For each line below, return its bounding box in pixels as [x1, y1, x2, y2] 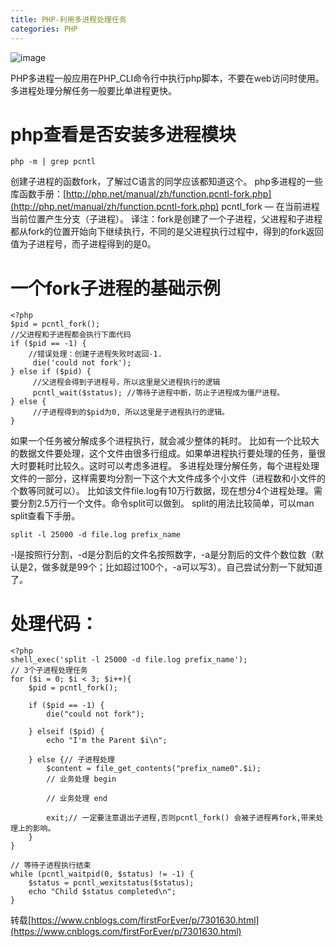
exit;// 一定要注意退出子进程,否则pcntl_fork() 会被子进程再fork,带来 [46, 813, 317, 823]
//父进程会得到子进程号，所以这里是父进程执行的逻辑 [32, 377, 221, 388]
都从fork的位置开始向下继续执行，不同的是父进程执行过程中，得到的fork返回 [10, 226, 324, 238]
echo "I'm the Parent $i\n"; [46, 736, 168, 746]
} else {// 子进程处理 [28, 755, 115, 765]
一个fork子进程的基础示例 [10, 277, 221, 300]
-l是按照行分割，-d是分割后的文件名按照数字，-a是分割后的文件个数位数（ [10, 549, 316, 561]
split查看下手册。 [10, 510, 81, 522]
